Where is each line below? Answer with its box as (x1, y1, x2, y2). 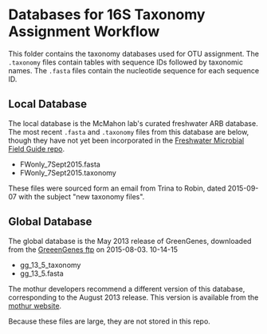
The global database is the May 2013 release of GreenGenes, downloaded (8, 236, 252, 246)
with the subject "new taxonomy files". (18, 191, 145, 201)
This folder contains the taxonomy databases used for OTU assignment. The (8, 49, 259, 58)
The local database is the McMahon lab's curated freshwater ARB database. (8, 118, 258, 128)
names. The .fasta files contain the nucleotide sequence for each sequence (8, 65, 260, 75)
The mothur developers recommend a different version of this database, (8, 284, 245, 293)
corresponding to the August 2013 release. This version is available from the (8, 293, 259, 302)
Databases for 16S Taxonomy (8, 6, 206, 24)
